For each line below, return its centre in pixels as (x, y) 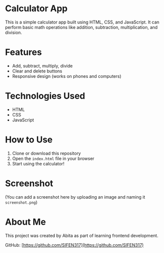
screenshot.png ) (21, 202)
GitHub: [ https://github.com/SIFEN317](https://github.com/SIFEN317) (74, 245)
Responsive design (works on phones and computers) (67, 76)
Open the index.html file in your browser (53, 158)
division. (13, 32)
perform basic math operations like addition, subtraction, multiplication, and (82, 27)
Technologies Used (45, 96)
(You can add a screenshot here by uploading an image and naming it (75, 197)
